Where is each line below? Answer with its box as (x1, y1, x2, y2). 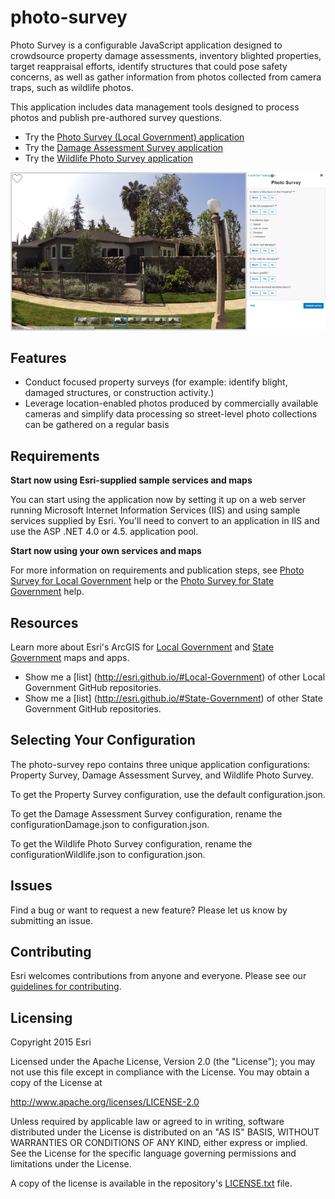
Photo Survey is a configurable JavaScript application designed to (10, 39, 283, 51)
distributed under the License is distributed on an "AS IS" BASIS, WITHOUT (10, 1126, 320, 1138)
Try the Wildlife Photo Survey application (24, 152, 193, 164)
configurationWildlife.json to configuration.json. (10, 848, 206, 860)
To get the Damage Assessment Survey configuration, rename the (10, 807, 283, 820)
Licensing (10, 1009, 73, 1026)
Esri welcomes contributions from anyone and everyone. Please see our (10, 970, 307, 982)
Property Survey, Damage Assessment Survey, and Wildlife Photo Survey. (10, 769, 314, 781)
